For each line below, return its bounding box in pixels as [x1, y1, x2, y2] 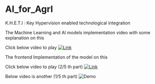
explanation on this [5, 35, 44, 41]
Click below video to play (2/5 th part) [5, 64, 83, 70]
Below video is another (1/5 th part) [5, 73, 77, 79]
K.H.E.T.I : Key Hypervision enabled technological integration [5, 20, 131, 26]
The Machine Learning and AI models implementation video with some [5, 29, 150, 35]
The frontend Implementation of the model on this [5, 54, 108, 60]
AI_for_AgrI [5, 3, 53, 15]
